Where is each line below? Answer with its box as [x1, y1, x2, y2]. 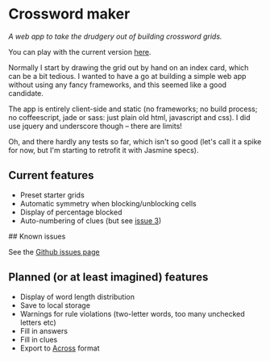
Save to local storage [19, 300, 91, 310]
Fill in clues [19, 334, 58, 344]
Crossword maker [8, 5, 131, 23]
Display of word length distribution [19, 292, 135, 301]
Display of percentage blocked [19, 207, 123, 217]
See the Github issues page [8, 247, 100, 256]
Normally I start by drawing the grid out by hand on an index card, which [8, 62, 249, 73]
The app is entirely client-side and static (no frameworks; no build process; [8, 104, 258, 114]
